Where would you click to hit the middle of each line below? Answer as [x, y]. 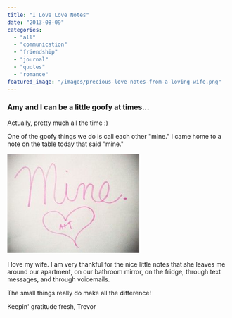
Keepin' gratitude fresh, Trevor [52, 306]
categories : [25, 30]
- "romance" [31, 74]
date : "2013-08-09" [36, 22]
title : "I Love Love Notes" [49, 15]
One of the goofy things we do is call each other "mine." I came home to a [114, 136]
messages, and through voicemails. [59, 279]
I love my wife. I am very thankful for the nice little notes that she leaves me [116, 264]
